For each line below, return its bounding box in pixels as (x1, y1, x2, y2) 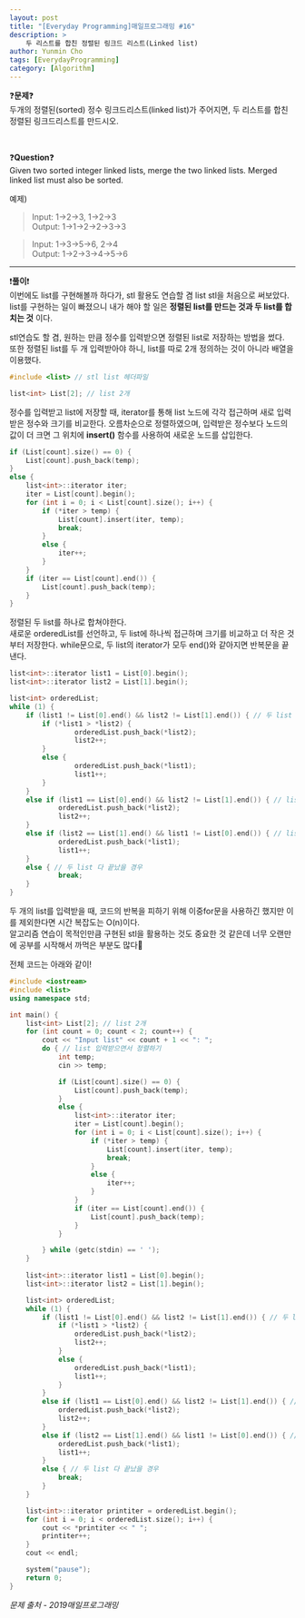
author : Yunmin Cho (9, 47, 84, 56)
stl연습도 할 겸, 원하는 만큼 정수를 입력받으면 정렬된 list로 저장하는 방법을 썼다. (9, 331, 285, 342)
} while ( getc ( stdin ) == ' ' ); (42, 1246, 161, 1255)
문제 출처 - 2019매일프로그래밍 (9, 1599, 119, 1610)
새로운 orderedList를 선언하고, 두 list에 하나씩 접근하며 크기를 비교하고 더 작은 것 (9, 628, 295, 639)
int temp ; (57, 1052, 95, 1061)
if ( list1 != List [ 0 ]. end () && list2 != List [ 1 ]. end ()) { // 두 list (25, 710, 292, 720)
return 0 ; (25, 1573, 64, 1583)
